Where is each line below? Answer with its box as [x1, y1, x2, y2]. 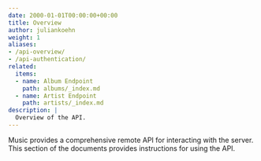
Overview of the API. [15, 114, 87, 122]
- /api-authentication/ [8, 56, 87, 64]
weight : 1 [8, 33, 41, 42]
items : [15, 70, 37, 78]
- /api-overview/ [8, 48, 65, 56]
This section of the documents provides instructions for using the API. [8, 143, 236, 153]
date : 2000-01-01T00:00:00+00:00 [8, 11, 118, 20]
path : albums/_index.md [22, 84, 101, 93]
